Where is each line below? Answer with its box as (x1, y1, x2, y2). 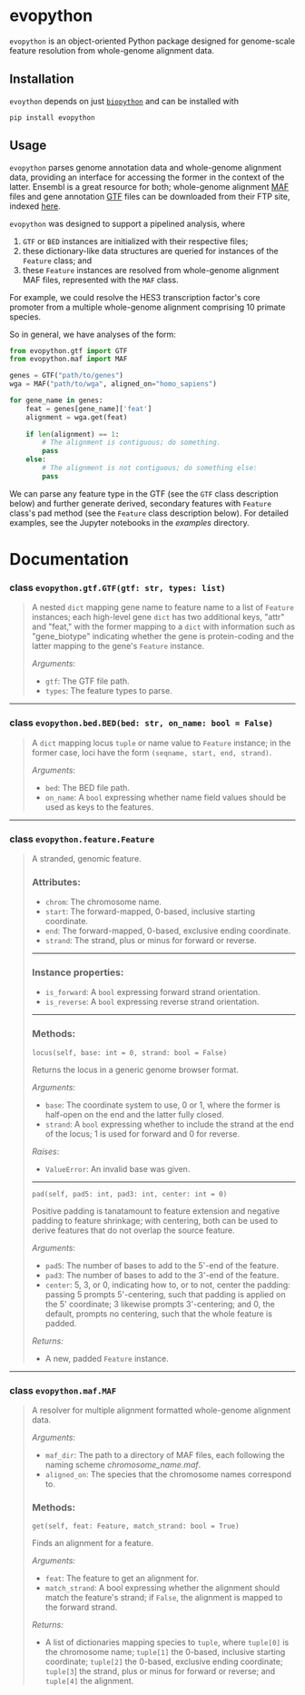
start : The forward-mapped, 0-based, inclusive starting (44, 906, 256, 917)
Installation (9, 72, 74, 87)
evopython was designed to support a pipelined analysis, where (9, 218, 245, 229)
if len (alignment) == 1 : (25, 429, 120, 439)
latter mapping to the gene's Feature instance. (31, 641, 205, 652)
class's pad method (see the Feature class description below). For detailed (9, 508, 289, 518)
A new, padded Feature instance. (44, 1353, 170, 1364)
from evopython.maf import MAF (9, 355, 128, 364)
